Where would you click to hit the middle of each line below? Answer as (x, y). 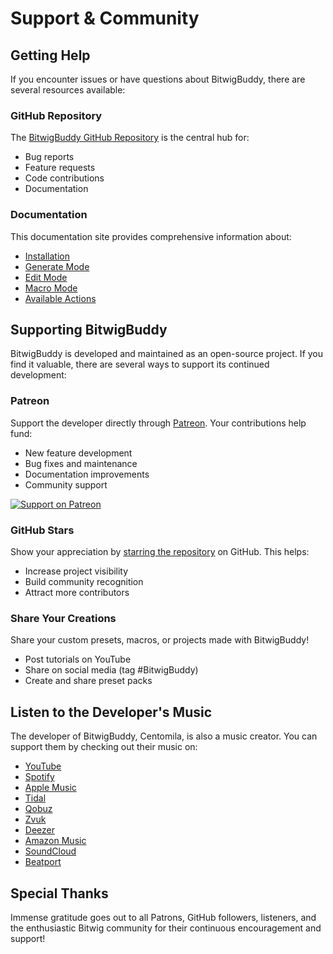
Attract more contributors (77, 592)
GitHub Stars (42, 530)
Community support (66, 484)
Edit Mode (46, 277)
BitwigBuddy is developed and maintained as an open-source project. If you (167, 354)
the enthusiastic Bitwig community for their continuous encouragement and (166, 928)
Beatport (43, 862)
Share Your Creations (63, 618)
